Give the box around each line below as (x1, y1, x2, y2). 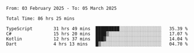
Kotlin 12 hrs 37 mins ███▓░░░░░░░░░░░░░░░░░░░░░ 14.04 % (6, 36, 188, 42)
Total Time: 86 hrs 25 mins (6, 16, 75, 22)
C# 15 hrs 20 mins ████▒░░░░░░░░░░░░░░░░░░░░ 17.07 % (6, 31, 188, 37)
